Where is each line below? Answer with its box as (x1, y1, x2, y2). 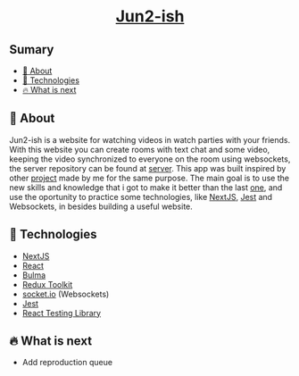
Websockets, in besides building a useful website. (9, 201, 194, 212)
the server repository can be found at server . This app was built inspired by (9, 163, 287, 173)
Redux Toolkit (21, 279, 73, 289)
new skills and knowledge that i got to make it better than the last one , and (9, 181, 283, 193)
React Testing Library (21, 307, 101, 318)
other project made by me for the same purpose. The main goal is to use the (9, 172, 290, 183)
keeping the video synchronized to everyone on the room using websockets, (9, 154, 291, 164)
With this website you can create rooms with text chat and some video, (9, 144, 270, 155)
